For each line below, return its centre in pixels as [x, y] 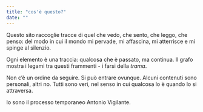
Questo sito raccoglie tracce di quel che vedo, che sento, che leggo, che [97, 35]
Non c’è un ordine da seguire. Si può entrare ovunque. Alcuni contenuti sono [101, 77]
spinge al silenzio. [29, 48]
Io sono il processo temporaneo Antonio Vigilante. [69, 102]
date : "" [17, 18]
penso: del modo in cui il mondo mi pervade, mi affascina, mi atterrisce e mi [101, 41]
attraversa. [20, 90]
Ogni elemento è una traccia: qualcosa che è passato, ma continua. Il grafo [100, 59]
